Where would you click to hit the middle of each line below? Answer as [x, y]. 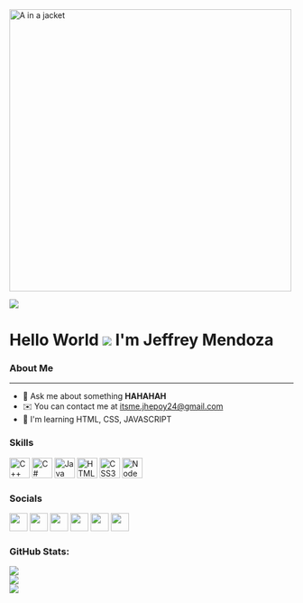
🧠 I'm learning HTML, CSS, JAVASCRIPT [97, 420]
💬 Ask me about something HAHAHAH [94, 396]
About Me [32, 368]
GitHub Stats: [40, 552]
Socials [26, 498]
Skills [22, 443]
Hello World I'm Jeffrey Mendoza [142, 340]
